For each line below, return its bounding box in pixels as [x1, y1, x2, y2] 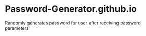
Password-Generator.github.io [5, 3, 137, 15]
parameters [5, 25, 29, 31]
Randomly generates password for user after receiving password [5, 20, 141, 26]
